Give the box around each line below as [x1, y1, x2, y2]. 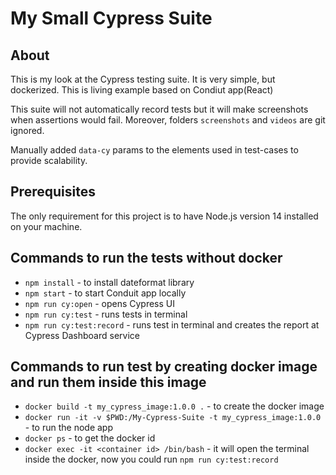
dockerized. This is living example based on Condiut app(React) [10, 84, 274, 96]
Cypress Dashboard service [24, 329, 140, 341]
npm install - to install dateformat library [24, 276, 195, 288]
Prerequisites [10, 183, 96, 201]
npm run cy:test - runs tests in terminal [24, 308, 188, 320]
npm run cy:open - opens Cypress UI [24, 297, 175, 309]
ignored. [10, 125, 45, 136]
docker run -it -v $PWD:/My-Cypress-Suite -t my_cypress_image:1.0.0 [24, 413, 322, 423]
